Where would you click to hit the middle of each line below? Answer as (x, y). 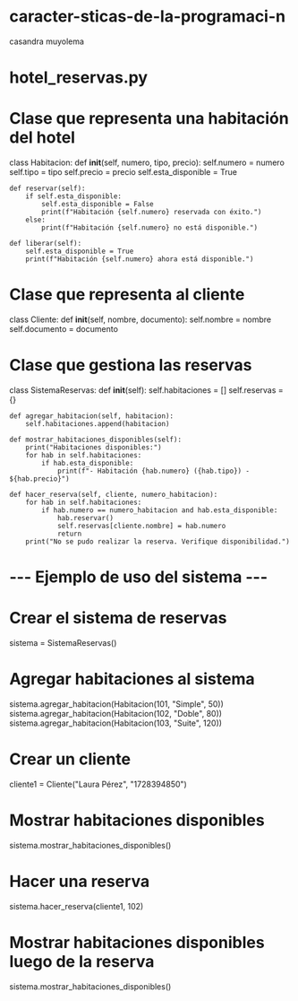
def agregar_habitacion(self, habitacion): (92, 416)
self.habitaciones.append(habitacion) (98, 423)
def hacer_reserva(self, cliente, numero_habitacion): (114, 494)
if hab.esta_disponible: (88, 463)
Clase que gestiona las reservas (131, 366)
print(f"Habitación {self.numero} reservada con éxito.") (152, 213)
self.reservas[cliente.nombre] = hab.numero (141, 526)
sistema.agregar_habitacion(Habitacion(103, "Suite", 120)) (115, 723)
